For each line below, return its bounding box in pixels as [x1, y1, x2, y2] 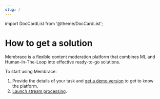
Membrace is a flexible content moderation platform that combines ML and [5, 54, 155, 59]
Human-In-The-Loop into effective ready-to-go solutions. [5, 59, 120, 65]
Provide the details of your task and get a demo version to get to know [12, 78, 154, 83]
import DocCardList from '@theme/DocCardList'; [5, 20, 103, 26]
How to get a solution [5, 38, 93, 49]
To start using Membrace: [5, 68, 57, 74]
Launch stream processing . [12, 88, 67, 94]
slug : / [5, 7, 21, 12]
